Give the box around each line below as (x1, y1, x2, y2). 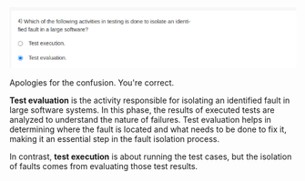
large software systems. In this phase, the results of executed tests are (9, 104, 275, 116)
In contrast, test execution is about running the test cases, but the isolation (9, 151, 292, 162)
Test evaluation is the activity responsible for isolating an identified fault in (9, 95, 290, 106)
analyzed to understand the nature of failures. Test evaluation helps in (9, 114, 271, 125)
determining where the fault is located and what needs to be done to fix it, (9, 124, 287, 135)
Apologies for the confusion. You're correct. (9, 76, 175, 88)
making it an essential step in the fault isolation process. (9, 133, 220, 144)
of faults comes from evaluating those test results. (9, 160, 198, 171)
